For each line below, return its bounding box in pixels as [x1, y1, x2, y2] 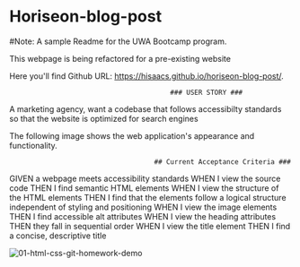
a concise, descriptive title [9, 230, 107, 241]
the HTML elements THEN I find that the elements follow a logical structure [9, 192, 287, 202]
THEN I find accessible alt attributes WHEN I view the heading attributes [9, 211, 277, 221]
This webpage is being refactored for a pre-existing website [9, 53, 232, 64]
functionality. [9, 140, 58, 151]
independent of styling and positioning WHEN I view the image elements [9, 202, 278, 212]
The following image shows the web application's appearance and [9, 130, 255, 141]
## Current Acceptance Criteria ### [154, 157, 292, 167]
